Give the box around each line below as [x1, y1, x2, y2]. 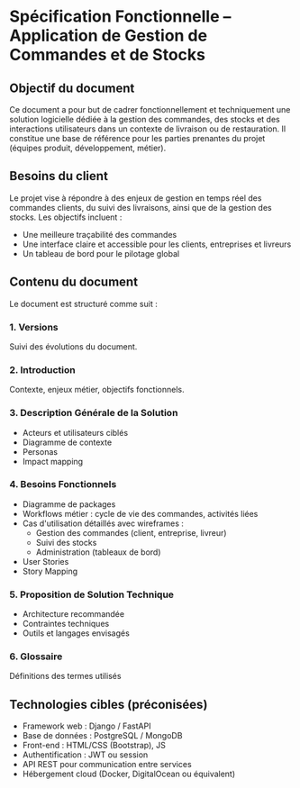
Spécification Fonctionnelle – [9, 6, 232, 27]
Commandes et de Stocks [9, 45, 205, 65]
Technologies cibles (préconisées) [9, 696, 208, 712]
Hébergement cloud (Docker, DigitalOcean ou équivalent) [22, 768, 236, 780]
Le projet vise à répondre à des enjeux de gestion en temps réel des [9, 192, 262, 204]
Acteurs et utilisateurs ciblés [22, 427, 129, 438]
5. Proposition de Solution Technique [9, 588, 174, 601]
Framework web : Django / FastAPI [22, 720, 151, 731]
